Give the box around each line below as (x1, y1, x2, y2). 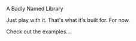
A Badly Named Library (6, 5, 64, 12)
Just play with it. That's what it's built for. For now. (6, 17, 131, 23)
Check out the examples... (6, 28, 71, 35)
